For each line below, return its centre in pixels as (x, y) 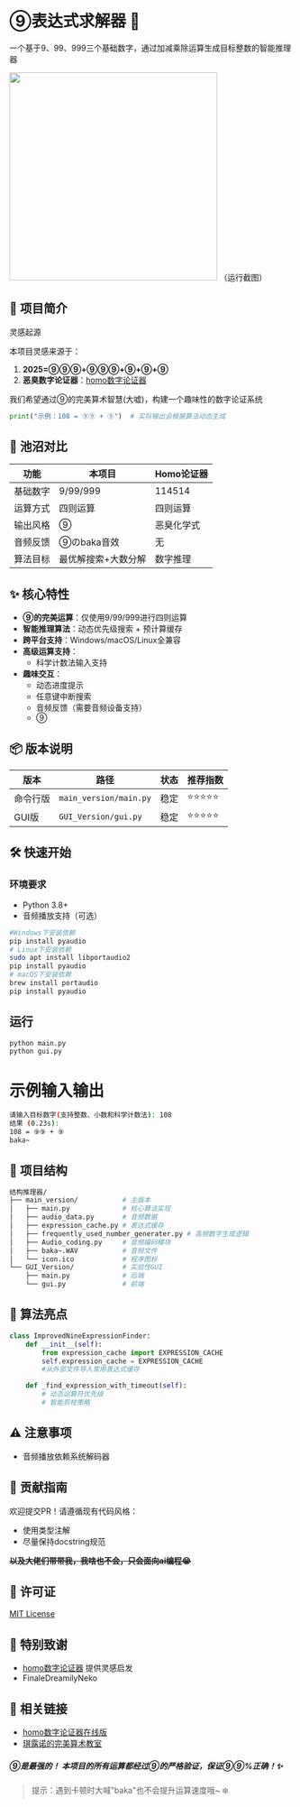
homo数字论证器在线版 (65, 1732)
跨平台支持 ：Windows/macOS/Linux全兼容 (102, 641)
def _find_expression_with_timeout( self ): (106, 1386)
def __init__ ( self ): (64, 1344)
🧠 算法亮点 (38, 1315)
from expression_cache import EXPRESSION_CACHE (132, 1352)
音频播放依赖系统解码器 (66, 1456)
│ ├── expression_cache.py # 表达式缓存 (87, 1226)
